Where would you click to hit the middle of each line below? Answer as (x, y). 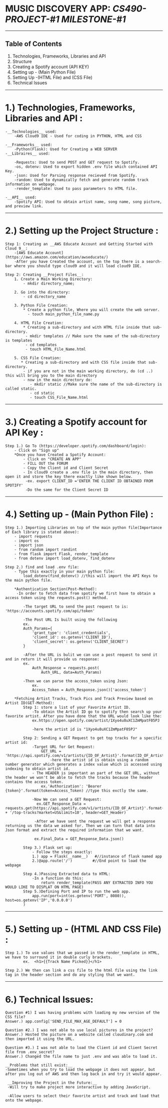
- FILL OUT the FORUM (46, 463)
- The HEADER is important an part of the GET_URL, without (96, 773)
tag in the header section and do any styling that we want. (70, 975)
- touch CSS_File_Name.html (59, 397)
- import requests (33, 536)
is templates (19, 340)
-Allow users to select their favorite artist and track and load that (83, 1096)
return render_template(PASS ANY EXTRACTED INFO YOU (97, 883)
